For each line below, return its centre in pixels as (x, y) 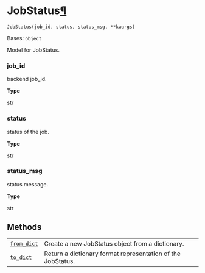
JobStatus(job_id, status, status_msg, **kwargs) (71, 27)
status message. (27, 184)
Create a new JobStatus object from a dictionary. (114, 243)
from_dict (24, 243)
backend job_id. (27, 79)
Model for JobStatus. (33, 50)
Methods (24, 227)
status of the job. (28, 132)
